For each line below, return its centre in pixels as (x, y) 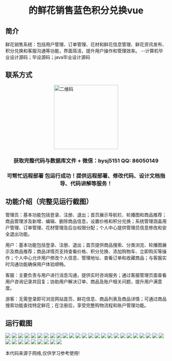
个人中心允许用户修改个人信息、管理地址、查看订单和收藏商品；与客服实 (90, 258)
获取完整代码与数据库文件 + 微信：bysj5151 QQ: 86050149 (86, 161)
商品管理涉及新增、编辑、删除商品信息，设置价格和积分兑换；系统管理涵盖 (84, 221)
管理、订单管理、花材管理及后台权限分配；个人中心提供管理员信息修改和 (86, 228)
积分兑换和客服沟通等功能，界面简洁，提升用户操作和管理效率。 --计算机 (82, 51)
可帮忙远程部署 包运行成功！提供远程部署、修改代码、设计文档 (83, 176)
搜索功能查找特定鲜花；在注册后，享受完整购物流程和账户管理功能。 (77, 306)
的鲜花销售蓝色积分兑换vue (86, 11)
